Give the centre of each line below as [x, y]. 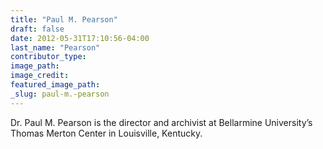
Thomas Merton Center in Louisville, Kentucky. [106, 133]
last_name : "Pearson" [55, 47]
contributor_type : [48, 57]
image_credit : [40, 76]
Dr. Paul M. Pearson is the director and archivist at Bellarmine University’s [161, 122]
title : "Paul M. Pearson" [64, 19]
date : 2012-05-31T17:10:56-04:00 [80, 38]
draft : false [37, 29]
